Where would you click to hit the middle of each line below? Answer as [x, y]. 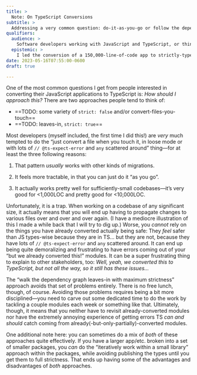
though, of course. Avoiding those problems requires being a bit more [90, 292]
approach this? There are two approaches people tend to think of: [86, 100]
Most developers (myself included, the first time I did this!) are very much [95, 136]
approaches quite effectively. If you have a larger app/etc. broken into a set [97, 341]
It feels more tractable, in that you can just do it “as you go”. [87, 177]
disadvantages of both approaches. [49, 366]
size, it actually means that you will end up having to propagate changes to [96, 212]
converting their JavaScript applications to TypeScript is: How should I [91, 94]
